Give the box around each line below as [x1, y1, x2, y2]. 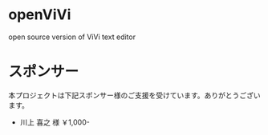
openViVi [8, 6, 71, 24]
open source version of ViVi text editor [8, 32, 136, 42]
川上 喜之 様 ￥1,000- [19, 117, 90, 127]
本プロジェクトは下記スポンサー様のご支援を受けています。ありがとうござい [8, 90, 261, 100]
